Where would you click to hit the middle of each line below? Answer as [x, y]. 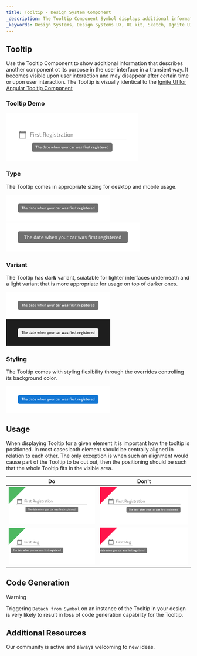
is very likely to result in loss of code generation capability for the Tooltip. [95, 614]
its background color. [32, 378]
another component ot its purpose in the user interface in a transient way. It [97, 70]
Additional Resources [46, 633]
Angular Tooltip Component [40, 89]
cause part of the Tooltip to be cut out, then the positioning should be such [96, 462]
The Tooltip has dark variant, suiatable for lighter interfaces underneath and [98, 278]
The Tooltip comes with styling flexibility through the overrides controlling [95, 372]
